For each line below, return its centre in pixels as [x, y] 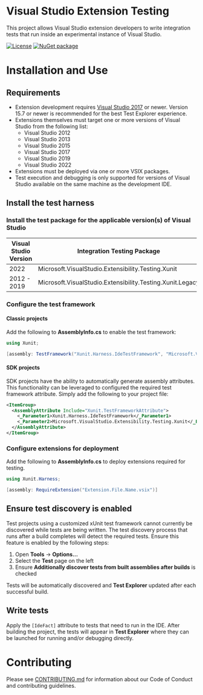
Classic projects [27, 319]
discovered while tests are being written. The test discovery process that [97, 530]
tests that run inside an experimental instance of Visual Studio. [84, 34]
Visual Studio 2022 [48, 165]
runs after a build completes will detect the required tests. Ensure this [93, 536]
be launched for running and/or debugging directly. [70, 638]
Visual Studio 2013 [47, 139]
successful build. [27, 591]
